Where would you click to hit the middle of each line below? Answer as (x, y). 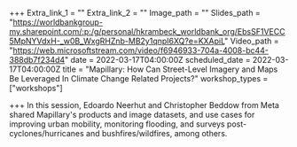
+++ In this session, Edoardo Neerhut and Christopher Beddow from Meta (144, 105)
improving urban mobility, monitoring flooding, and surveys (117, 124)
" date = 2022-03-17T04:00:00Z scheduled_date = (158, 60)
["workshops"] (36, 88)
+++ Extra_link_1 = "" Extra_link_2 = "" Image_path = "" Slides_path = (135, 13)
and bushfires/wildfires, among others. (156, 133)
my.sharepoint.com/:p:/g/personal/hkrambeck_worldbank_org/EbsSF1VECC (147, 31)
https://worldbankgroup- (58, 22)
